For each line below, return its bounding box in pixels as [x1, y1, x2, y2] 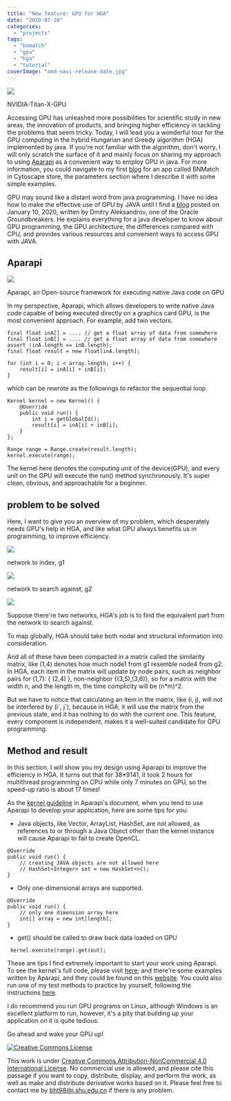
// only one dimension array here [19, 909, 119, 916]
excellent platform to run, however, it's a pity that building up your [7, 1009, 194, 1017]
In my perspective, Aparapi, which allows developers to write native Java [7, 302, 214, 310]
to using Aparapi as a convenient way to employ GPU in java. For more [7, 157, 207, 166]
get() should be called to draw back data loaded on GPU [17, 933, 178, 941]
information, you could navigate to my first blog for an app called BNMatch [7, 165, 219, 173]
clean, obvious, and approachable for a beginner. [7, 479, 147, 488]
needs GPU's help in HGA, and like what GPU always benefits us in [7, 525, 197, 533]
